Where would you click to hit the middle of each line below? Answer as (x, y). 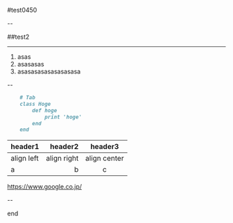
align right (62, 159)
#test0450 (22, 10)
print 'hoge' (63, 117)
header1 (25, 147)
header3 (104, 147)
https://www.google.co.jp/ (44, 187)
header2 (64, 147)
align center (105, 159)
